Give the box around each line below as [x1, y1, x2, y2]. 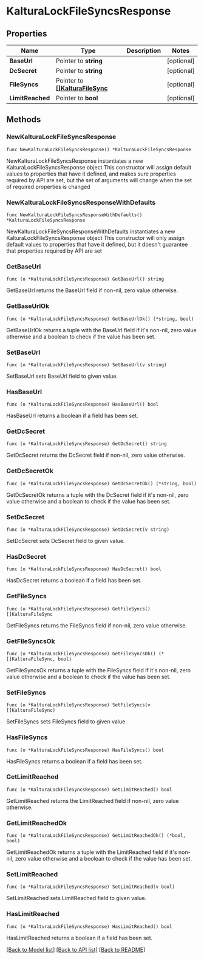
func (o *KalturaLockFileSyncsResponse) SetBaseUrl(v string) [6, 361, 167, 368]
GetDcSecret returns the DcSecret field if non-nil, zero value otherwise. [6, 451, 185, 459]
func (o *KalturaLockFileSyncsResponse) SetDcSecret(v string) [6, 527, 170, 533]
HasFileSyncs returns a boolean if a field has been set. [6, 757, 143, 765]
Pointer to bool [55, 94, 98, 102]
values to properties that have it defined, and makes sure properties [6, 170, 176, 177]
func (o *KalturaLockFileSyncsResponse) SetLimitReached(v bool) [6, 884, 175, 890]
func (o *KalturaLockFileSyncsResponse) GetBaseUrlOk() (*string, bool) [6, 316, 194, 322]
